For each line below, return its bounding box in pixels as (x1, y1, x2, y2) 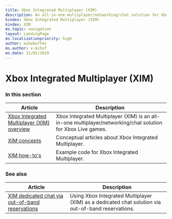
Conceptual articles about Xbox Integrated (56, 134, 158, 141)
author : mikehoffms (5, 41, 47, 46)
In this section (5, 91, 41, 98)
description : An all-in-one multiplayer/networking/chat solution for (5, 12, 159, 17)
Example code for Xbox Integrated (56, 148, 138, 155)
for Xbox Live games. (56, 125, 107, 132)
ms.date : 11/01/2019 (5, 50, 50, 55)
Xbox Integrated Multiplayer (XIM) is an (56, 112, 150, 120)
